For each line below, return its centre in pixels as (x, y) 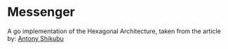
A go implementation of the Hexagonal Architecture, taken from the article (114, 31)
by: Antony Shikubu (36, 38)
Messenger (41, 12)
